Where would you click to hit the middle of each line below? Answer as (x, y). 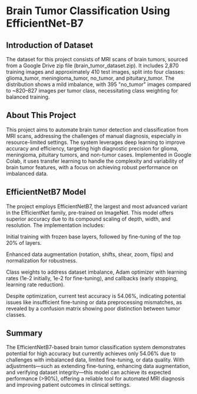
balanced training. (28, 97)
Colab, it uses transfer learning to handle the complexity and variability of (95, 161)
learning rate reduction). (35, 284)
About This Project (41, 115)
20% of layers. (24, 242)
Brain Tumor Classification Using (88, 11)
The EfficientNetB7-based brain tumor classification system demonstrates (96, 347)
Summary (24, 334)
